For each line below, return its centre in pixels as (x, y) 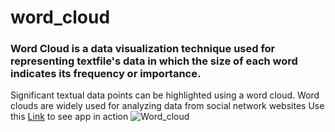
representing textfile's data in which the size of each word (154, 61)
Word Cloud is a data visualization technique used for (143, 49)
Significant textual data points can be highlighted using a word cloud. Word (165, 95)
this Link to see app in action (69, 117)
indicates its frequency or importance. (106, 74)
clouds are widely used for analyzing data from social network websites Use (167, 106)
